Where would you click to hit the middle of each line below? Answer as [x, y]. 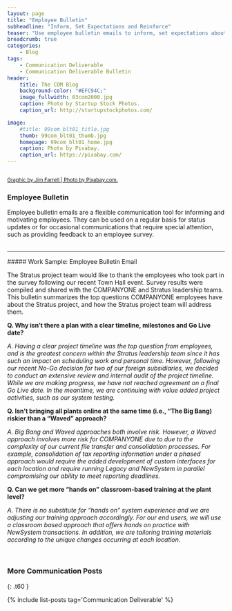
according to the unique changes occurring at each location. [94, 540]
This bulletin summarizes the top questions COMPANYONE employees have [115, 297]
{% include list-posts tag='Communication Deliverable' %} [90, 599]
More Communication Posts [55, 571]
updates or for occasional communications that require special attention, [110, 227]
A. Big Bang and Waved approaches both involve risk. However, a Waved [112, 432]
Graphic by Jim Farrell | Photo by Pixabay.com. [63, 180]
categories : [24, 46]
